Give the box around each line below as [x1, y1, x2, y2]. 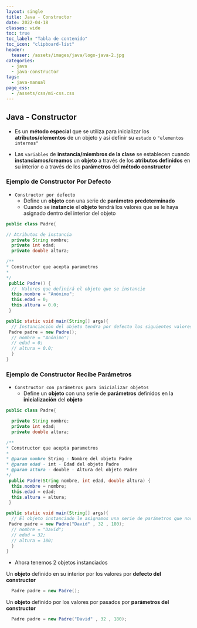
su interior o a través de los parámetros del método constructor [14, 163, 171, 170]
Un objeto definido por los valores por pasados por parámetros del [6, 599, 169, 606]
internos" [14, 140, 39, 146]
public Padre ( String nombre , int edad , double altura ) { [8, 478, 151, 484]
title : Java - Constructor [6, 14, 72, 20]
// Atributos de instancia [6, 231, 72, 238]
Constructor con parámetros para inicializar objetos [14, 385, 149, 391]
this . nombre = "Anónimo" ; [11, 291, 75, 297]
